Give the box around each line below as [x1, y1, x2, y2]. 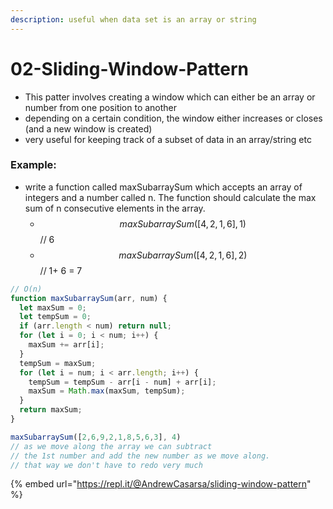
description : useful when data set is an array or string [10, 14, 257, 25]
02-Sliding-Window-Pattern [10, 57, 250, 80]
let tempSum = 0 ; [19, 312, 92, 322]
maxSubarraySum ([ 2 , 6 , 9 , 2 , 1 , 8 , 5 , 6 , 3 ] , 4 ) [10, 432, 182, 442]
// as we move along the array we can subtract [10, 441, 213, 451]
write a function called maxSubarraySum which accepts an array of [24, 181, 303, 193]
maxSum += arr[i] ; [28, 340, 105, 350]
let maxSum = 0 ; [19, 302, 87, 313]
